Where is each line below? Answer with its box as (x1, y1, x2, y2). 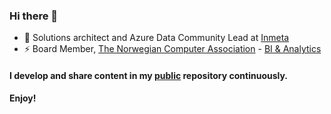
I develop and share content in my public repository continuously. (9, 69, 289, 81)
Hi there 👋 (9, 9, 59, 23)
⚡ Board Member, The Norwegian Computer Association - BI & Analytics (23, 43, 322, 55)
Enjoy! (9, 92, 37, 104)
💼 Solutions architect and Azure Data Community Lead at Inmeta (23, 32, 290, 44)
